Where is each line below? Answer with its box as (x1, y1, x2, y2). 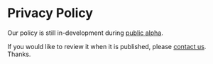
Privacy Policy (7, 5, 94, 21)
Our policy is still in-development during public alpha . (7, 28, 163, 37)
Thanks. (7, 50, 31, 58)
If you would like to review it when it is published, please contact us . (7, 42, 207, 50)
